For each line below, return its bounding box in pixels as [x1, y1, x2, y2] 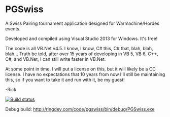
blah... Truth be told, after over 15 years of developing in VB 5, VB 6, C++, [5, 51, 159, 57]
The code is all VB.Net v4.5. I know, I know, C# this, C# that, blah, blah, [5, 45, 153, 51]
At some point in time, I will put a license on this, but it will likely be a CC [5, 66, 156, 72]
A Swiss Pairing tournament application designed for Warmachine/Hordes [5, 20, 160, 26]
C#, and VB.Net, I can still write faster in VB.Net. [5, 56, 106, 62]
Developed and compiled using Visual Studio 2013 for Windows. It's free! [5, 35, 158, 42]
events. [5, 25, 21, 31]
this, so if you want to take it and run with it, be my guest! [5, 76, 125, 83]
